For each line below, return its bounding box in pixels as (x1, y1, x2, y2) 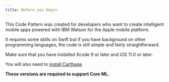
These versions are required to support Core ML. (5, 71, 109, 77)
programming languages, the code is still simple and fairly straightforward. (5, 41, 160, 48)
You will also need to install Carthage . (5, 61, 83, 67)
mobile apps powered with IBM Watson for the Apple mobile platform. (5, 26, 150, 33)
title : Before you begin (5, 7, 58, 13)
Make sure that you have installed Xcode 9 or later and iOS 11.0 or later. (5, 51, 153, 57)
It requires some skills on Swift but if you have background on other (5, 36, 146, 42)
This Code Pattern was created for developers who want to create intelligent (5, 21, 164, 27)
